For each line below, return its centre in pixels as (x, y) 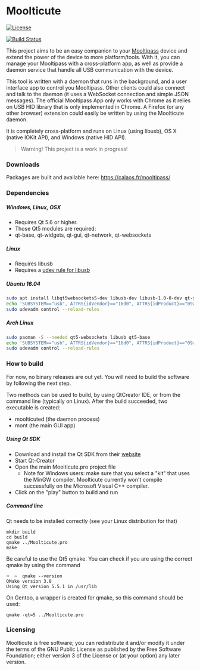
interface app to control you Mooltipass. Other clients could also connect (96, 87)
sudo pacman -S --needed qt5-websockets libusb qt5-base (78, 337)
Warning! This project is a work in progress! (74, 149)
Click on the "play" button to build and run (66, 492)
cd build (17, 537)
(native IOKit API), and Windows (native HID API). (66, 137)
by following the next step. (39, 383)
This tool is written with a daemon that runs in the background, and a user (97, 81)
